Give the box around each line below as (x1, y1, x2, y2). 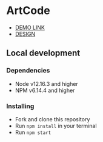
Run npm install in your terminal (15, 122, 97, 129)
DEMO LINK (15, 24, 45, 31)
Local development (6, 48, 81, 59)
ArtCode (6, 4, 50, 18)
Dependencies (6, 66, 50, 75)
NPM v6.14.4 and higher (15, 87, 75, 94)
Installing (6, 102, 35, 110)
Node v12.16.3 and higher (15, 80, 79, 87)
